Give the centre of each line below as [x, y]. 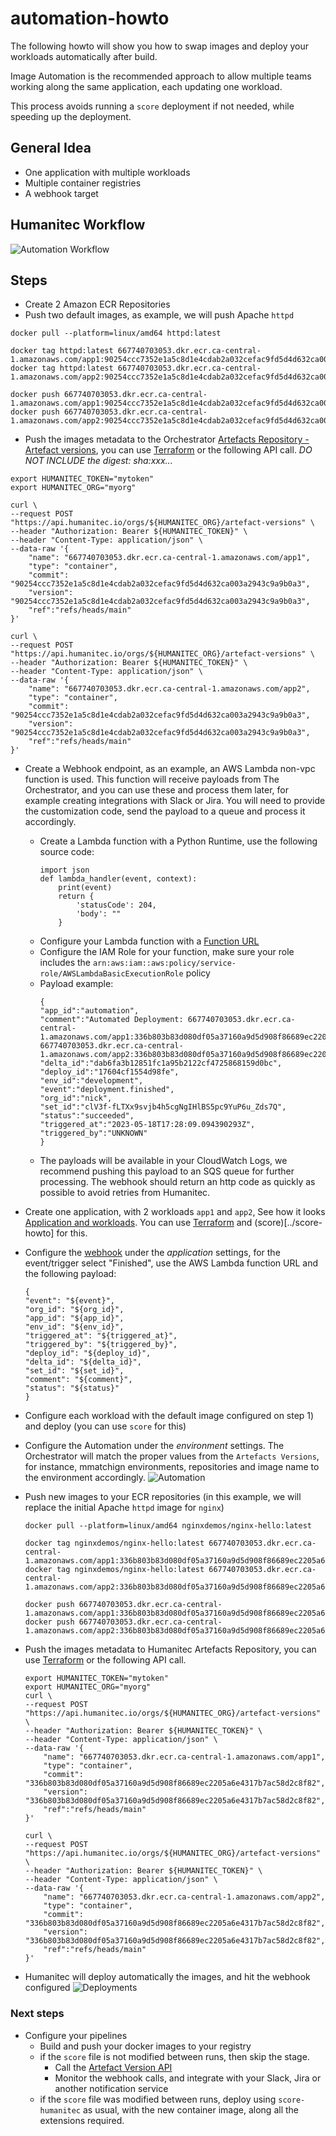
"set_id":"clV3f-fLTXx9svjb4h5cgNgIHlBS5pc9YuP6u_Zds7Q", [163, 1107]
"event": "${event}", [69, 1301]
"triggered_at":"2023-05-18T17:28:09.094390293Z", [147, 1125]
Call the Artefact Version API [113, 2067]
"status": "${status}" [72, 1388]
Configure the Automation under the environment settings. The [154, 1446]
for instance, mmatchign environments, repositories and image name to [172, 1467]
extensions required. [82, 2120]
